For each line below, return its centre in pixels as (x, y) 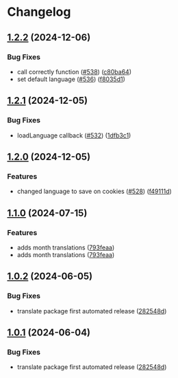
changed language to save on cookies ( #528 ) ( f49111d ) (94, 191)
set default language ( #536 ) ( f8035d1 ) (71, 79)
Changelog (39, 12)
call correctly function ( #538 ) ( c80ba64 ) (74, 71)
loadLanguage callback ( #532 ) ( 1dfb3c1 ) (74, 135)
